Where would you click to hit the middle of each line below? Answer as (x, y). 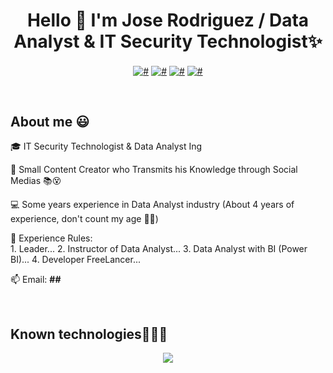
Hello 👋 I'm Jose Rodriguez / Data (168, 20)
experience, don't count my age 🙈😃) (84, 219)
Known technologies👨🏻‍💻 (89, 334)
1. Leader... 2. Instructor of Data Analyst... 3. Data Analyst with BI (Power (159, 249)
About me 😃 (50, 122)
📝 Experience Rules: (51, 238)
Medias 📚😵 (36, 181)
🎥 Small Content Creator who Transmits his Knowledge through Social (154, 170)
